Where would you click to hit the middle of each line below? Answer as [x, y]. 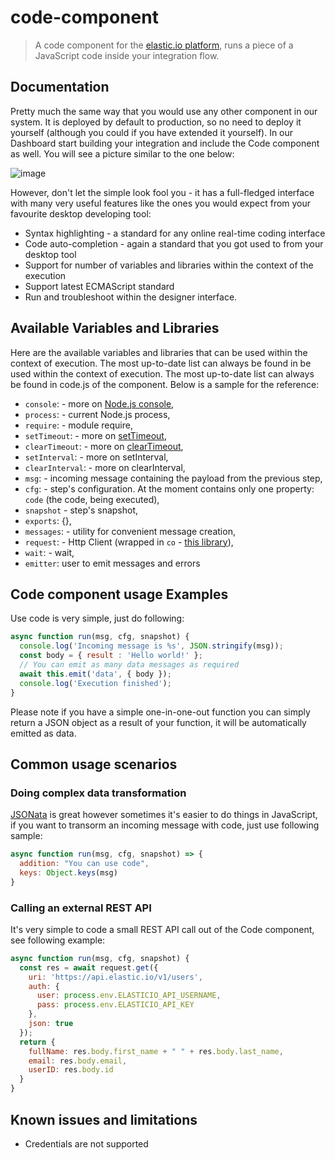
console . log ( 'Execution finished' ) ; [95, 683]
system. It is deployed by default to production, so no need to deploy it [156, 122]
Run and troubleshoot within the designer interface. [131, 297]
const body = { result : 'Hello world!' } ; [111, 656]
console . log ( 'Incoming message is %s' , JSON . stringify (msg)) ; [151, 646]
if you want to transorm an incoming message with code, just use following [165, 825]
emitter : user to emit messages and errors [112, 563]
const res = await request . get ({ [89, 967]
